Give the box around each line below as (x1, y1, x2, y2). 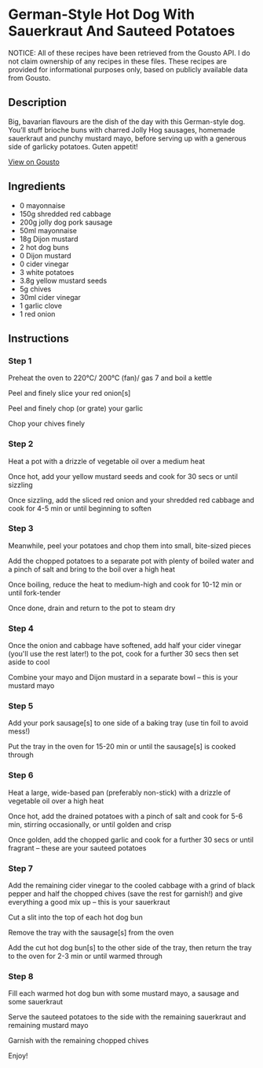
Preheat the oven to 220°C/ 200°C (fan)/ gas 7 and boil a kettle (8, 373, 213, 382)
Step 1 (8, 355, 32, 366)
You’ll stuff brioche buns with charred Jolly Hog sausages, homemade (8, 125, 236, 134)
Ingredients (8, 180, 66, 193)
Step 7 (8, 862, 33, 873)
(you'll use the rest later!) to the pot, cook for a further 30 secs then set (8, 649, 239, 659)
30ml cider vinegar (19, 292, 81, 302)
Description (8, 96, 67, 109)
